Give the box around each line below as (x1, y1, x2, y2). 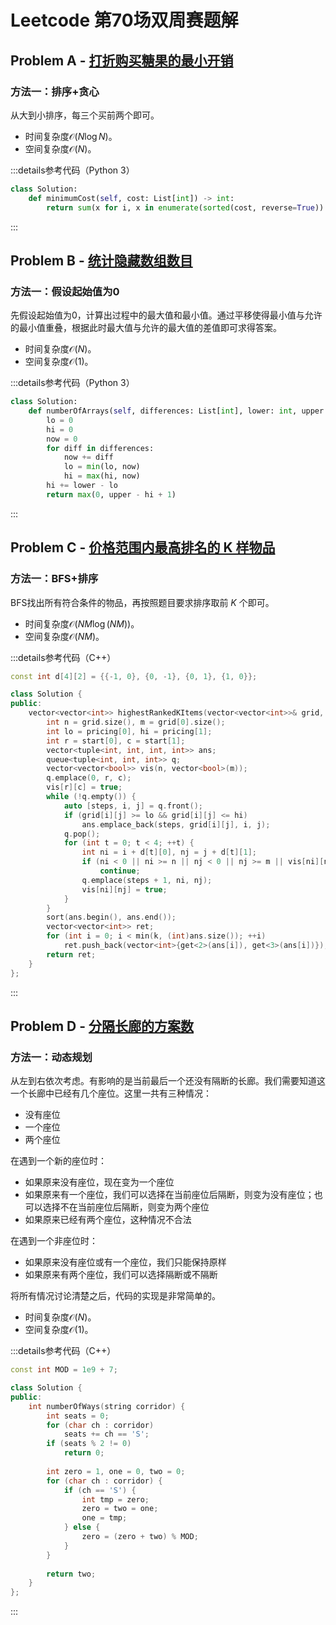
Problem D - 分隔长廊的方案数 (10, 1017, 195, 1035)
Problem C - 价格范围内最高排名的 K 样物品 (10, 539, 276, 556)
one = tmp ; (81, 1513, 128, 1523)
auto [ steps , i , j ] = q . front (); (63, 801, 203, 811)
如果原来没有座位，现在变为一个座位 (24, 1176, 175, 1188)
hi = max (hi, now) (63, 471, 141, 481)
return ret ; (46, 949, 97, 960)
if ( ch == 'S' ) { (63, 1485, 137, 1495)
